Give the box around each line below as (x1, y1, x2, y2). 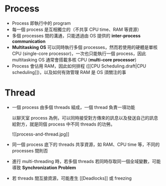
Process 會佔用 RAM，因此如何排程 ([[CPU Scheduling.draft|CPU (11, 63, 146, 69)
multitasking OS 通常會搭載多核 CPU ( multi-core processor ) (11, 56, 137, 62)
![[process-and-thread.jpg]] (11, 131, 69, 137)
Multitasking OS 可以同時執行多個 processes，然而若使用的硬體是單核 (11, 44, 158, 50)
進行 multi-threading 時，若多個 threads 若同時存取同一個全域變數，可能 (11, 158, 161, 164)
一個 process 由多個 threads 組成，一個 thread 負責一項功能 (11, 104, 135, 110)
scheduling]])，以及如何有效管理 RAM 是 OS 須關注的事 (11, 69, 126, 75)
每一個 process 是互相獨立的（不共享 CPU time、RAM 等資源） (11, 26, 142, 32)
